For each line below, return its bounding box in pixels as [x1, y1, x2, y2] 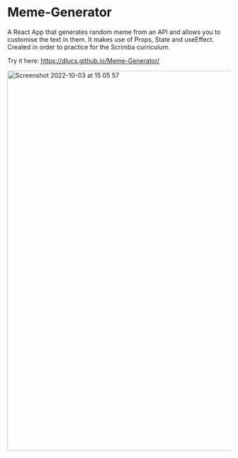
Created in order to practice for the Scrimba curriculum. [7, 42, 170, 51]
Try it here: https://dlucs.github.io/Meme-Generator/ [7, 56, 160, 64]
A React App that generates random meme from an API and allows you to [7, 28, 221, 36]
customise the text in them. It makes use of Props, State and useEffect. [7, 35, 215, 43]
